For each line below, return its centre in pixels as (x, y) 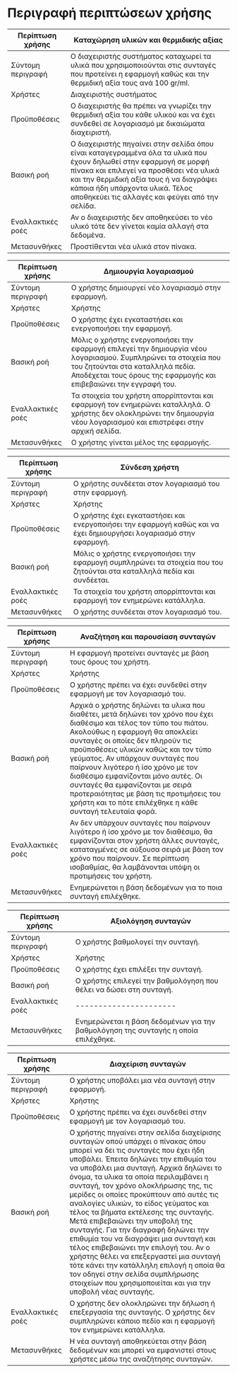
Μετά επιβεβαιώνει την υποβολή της (131, 1221)
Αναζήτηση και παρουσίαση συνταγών (148, 636)
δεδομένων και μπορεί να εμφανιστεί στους (143, 1350)
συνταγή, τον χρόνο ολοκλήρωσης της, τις (141, 1185)
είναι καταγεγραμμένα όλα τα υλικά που (139, 152)
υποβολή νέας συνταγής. (112, 1292)
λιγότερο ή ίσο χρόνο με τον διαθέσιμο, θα (141, 832)
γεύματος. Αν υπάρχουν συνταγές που (134, 758)
